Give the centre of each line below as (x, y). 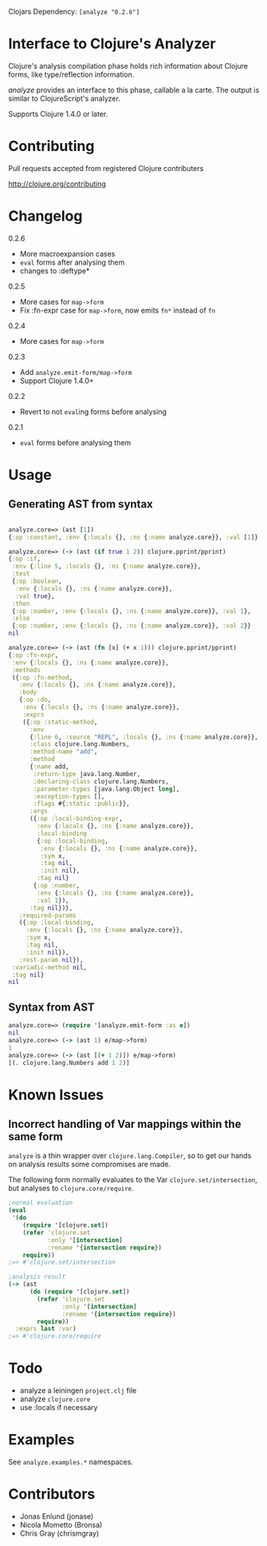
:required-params (48, 915)
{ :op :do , (35, 700)
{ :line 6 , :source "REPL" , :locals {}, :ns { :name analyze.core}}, (144, 737)
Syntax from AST (51, 1007)
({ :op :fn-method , (42, 677)
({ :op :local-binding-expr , (76, 819)
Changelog (45, 216)
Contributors (52, 1494)
